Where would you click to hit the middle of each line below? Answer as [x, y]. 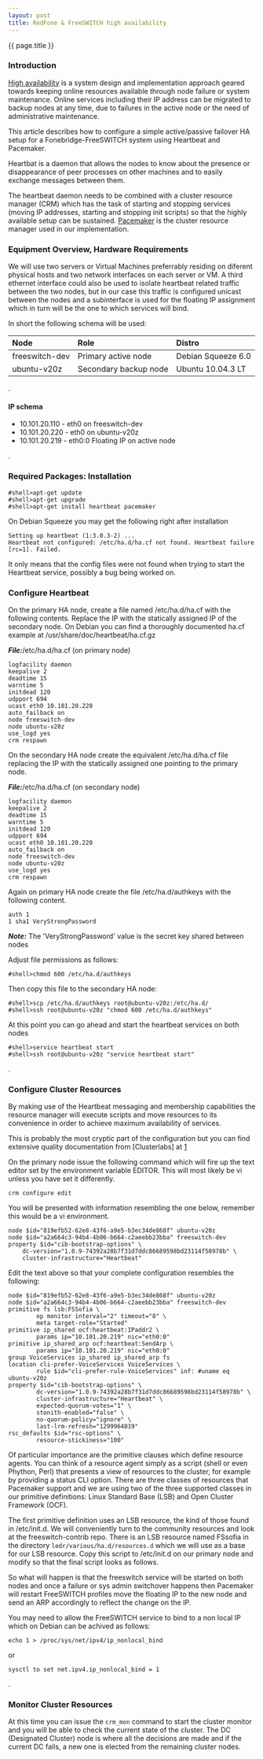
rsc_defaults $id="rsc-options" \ [65, 1434]
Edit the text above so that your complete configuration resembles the [121, 1273]
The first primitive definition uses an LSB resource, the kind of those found [129, 1520]
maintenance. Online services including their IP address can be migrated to [130, 99]
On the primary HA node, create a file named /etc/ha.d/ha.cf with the [120, 609]
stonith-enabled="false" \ [80, 1413]
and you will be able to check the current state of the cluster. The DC [120, 1730]
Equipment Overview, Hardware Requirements [98, 249]
